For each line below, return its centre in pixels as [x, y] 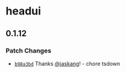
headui [24, 11]
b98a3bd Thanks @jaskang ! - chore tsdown [67, 63]
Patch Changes [29, 51]
